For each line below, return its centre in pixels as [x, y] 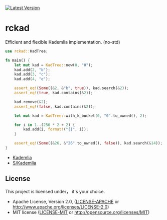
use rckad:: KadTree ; [27, 51]
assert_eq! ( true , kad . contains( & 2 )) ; [54, 93]
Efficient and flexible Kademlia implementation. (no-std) [63, 42]
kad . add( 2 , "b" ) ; [32, 70]
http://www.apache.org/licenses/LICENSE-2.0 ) [61, 207]
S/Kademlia [24, 163]
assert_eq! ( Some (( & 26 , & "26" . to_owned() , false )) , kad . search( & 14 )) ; [89, 143]
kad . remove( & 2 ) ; [31, 102]
